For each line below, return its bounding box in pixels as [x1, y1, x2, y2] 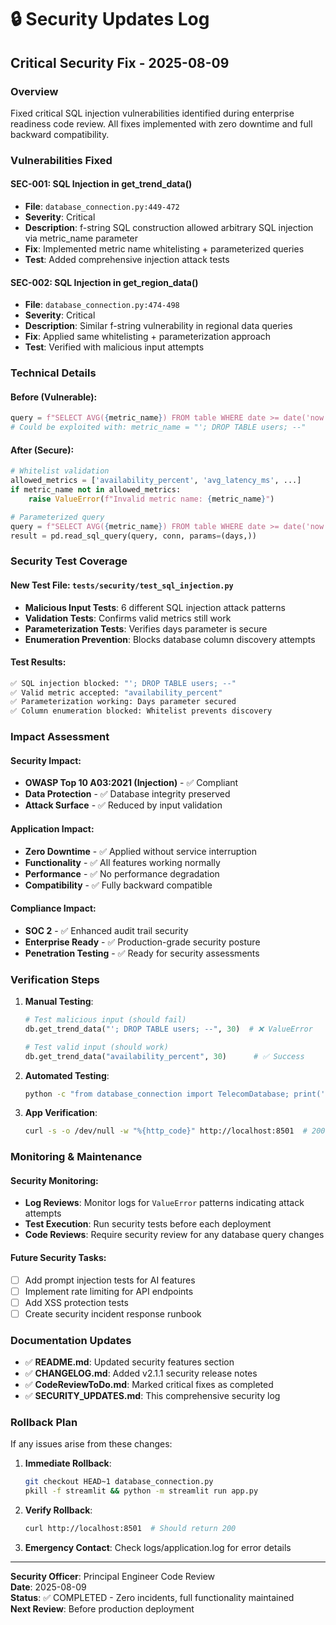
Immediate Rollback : [24, 1457, 112, 1470]
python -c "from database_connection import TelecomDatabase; [24, 1089, 290, 1099]
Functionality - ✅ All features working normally [24, 856, 221, 868]
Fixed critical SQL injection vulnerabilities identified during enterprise [10, 107, 295, 119]
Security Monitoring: [10, 1174, 99, 1186]
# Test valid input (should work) [24, 1042, 169, 1052]
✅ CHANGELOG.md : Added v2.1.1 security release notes [24, 1367, 258, 1380]
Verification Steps [10, 972, 100, 986]
